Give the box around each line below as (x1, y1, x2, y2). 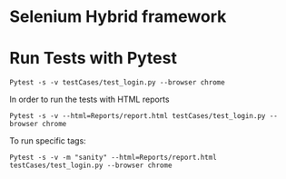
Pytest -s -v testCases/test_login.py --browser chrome (9, 78, 225, 87)
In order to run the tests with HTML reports (9, 94, 170, 105)
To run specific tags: (9, 135, 86, 146)
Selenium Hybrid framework (9, 6, 227, 27)
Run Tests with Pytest (9, 48, 177, 69)
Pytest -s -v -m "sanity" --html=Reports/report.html (9, 153, 218, 163)
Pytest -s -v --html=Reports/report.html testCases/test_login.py (9, 112, 266, 121)
